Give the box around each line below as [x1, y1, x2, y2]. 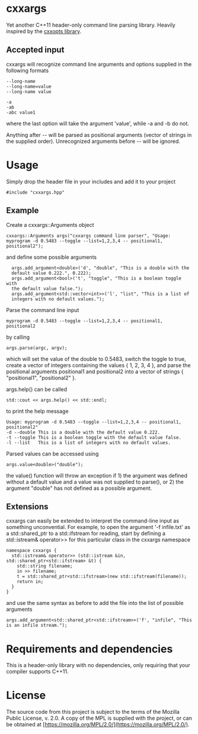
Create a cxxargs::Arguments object [6, 221, 94, 228]
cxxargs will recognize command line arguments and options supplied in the [6, 60, 192, 68]
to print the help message [6, 408, 69, 415]
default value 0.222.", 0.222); [11, 270, 92, 276]
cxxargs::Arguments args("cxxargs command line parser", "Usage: [6, 233, 171, 239]
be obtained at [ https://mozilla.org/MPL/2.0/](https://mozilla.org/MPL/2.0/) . [6, 721, 190, 728]
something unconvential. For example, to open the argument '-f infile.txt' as [6, 524, 191, 531]
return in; [17, 579, 44, 585]
